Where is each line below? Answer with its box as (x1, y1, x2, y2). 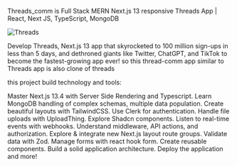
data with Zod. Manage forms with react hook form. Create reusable (7, 137, 207, 145)
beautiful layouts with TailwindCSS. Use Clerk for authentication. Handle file (7, 107, 230, 115)
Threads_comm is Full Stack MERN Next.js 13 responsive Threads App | (7, 7, 217, 15)
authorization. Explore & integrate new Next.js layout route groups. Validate (7, 130, 228, 138)
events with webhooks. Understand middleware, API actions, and (7, 122, 199, 131)
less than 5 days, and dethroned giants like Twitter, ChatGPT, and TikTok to (7, 50, 228, 57)
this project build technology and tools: (7, 78, 122, 87)
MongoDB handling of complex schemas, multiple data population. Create (7, 99, 224, 108)
